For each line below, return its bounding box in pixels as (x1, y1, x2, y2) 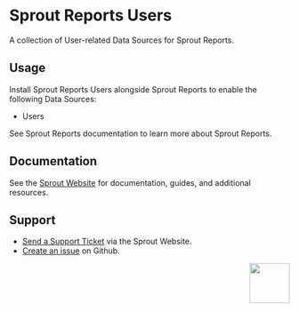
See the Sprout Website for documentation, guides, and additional (9, 177, 251, 188)
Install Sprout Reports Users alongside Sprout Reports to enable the (9, 84, 258, 94)
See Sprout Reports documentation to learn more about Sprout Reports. (9, 128, 272, 139)
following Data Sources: (9, 93, 97, 104)
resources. (9, 187, 49, 197)
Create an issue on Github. (21, 245, 120, 256)
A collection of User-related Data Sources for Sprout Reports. (9, 35, 234, 45)
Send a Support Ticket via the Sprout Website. (21, 236, 192, 247)
